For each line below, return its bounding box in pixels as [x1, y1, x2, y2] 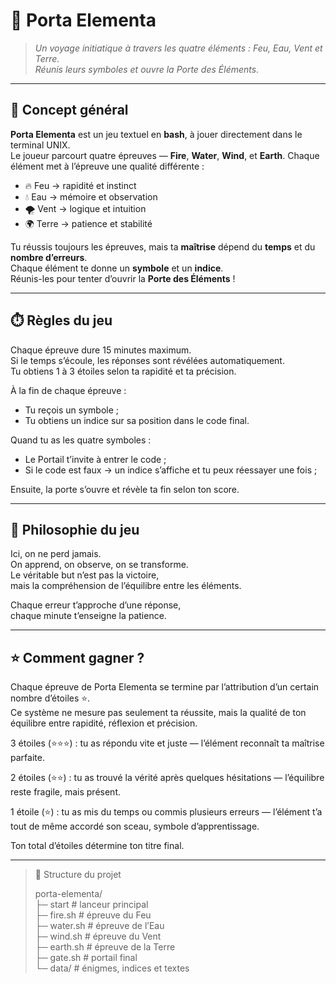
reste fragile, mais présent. [10, 786, 121, 798]
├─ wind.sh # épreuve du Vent [34, 930, 162, 943]
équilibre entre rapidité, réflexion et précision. [10, 717, 198, 729]
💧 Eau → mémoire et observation [24, 190, 158, 203]
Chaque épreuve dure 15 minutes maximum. [10, 344, 192, 356]
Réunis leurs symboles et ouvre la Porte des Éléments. [34, 63, 260, 75]
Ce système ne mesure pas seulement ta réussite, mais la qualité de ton [10, 707, 307, 719]
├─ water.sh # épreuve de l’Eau [34, 920, 165, 932]
